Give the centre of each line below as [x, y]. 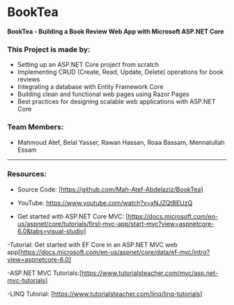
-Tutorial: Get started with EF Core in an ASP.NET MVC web [92, 244]
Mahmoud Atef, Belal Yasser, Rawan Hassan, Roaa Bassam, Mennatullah [121, 142]
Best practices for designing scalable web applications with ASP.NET [116, 102]
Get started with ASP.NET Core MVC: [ [73, 216]
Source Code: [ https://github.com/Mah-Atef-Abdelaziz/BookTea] [110, 189]
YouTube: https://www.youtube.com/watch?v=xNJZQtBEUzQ [105, 203]
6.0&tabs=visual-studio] [52, 231]
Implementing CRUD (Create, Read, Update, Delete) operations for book [120, 72]
